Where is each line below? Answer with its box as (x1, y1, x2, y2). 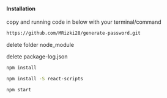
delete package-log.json (6, 53, 68, 60)
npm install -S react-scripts (6, 75, 84, 82)
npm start (6, 86, 32, 93)
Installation (6, 5, 35, 12)
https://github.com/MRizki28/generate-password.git (6, 30, 141, 37)
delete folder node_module (6, 41, 75, 49)
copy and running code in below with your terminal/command (6, 18, 161, 26)
